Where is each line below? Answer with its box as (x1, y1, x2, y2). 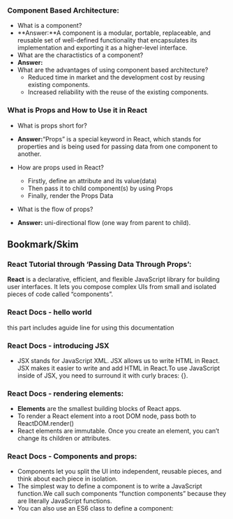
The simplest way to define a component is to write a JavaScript (17, 482, 202, 490)
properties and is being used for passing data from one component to (17, 142, 218, 150)
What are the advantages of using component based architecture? (17, 65, 209, 75)
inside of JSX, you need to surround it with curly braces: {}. (17, 371, 188, 380)
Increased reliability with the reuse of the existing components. (27, 88, 209, 96)
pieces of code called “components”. (7, 290, 114, 298)
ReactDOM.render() (17, 419, 75, 428)
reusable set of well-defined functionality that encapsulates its (17, 36, 197, 45)
